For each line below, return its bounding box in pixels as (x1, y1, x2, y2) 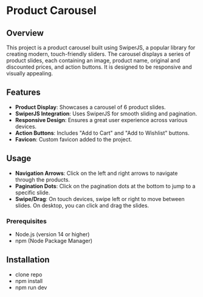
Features (6, 87, 41, 98)
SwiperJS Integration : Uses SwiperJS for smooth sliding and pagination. (15, 110, 198, 117)
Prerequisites (6, 217, 47, 225)
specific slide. (15, 189, 50, 196)
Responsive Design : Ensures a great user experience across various (15, 116, 188, 123)
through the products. (15, 176, 70, 183)
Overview (6, 28, 44, 38)
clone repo (15, 271, 43, 278)
